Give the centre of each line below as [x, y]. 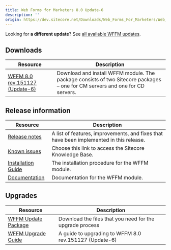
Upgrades [21, 196]
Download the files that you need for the [106, 219]
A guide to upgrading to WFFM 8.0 [100, 233]
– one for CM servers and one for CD [101, 86]
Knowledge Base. [73, 155]
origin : [13, 19]
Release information [38, 110]
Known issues [25, 151]
